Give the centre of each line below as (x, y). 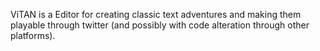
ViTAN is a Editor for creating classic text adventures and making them (156, 14)
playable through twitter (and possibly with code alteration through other (160, 25)
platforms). (33, 35)
